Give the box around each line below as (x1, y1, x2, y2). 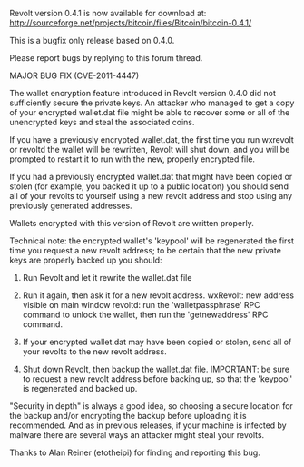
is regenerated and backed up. (22, 383, 138, 393)
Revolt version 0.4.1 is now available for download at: (9, 8, 207, 18)
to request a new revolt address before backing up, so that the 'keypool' (22, 373, 293, 384)
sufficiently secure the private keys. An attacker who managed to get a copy (9, 97, 295, 108)
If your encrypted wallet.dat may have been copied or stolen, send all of (22, 336, 292, 347)
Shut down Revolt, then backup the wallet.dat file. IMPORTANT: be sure (22, 363, 290, 374)
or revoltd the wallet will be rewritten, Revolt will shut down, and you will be (9, 144, 290, 154)
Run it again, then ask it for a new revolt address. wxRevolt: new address (22, 290, 295, 301)
